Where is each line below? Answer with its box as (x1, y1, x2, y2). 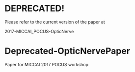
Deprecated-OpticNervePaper (4, 46, 131, 56)
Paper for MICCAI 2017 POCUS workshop (4, 61, 89, 67)
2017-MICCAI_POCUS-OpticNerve (4, 28, 74, 34)
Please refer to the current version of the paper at (4, 19, 105, 25)
